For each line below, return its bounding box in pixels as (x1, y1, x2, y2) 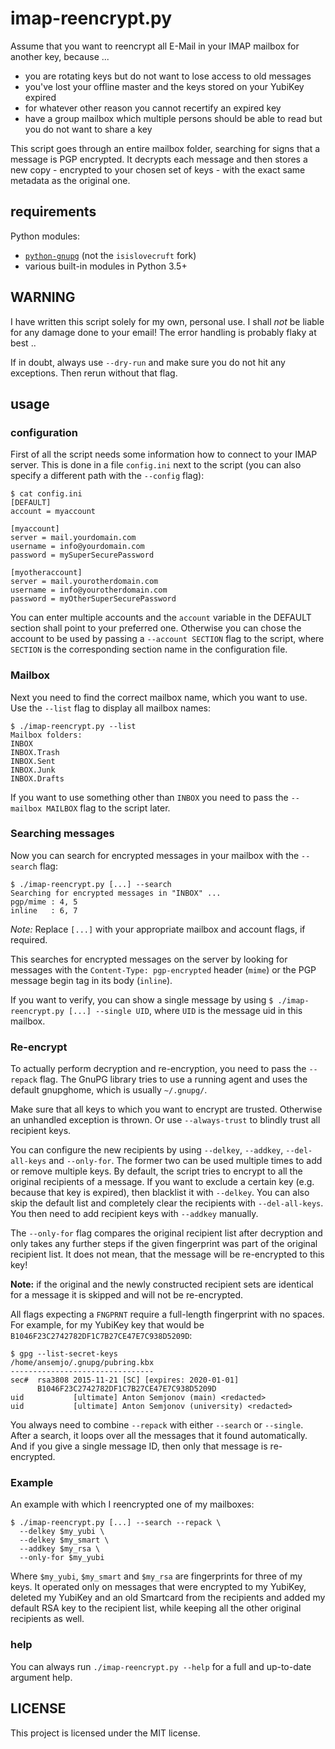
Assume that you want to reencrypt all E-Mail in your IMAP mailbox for (10, 40, 300, 52)
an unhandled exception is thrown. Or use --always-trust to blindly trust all (10, 1114, 321, 1126)
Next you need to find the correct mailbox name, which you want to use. (10, 691, 308, 703)
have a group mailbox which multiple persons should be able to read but (24, 112, 323, 124)
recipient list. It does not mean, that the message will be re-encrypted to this (10, 1248, 325, 1261)
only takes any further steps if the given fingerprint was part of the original (10, 1238, 318, 1250)
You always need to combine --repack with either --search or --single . (10, 1419, 304, 1431)
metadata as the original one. (10, 174, 131, 186)
